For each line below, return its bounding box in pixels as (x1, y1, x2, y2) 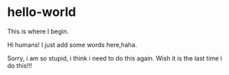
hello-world (7, 4, 77, 20)
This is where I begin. (7, 27, 69, 35)
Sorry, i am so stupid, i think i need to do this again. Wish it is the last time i (7, 53, 222, 62)
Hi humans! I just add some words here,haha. (7, 40, 138, 49)
